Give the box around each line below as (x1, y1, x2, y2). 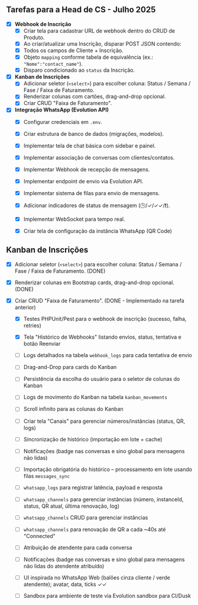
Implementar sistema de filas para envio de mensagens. (23, 189, 160, 196)
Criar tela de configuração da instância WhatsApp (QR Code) (23, 228, 173, 234)
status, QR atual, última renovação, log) (23, 502, 120, 510)
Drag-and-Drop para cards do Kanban (23, 364, 117, 371)
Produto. (23, 34, 45, 41)
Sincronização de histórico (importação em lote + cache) (23, 435, 163, 442)
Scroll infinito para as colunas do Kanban (23, 406, 124, 413)
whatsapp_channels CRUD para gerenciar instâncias (23, 514, 148, 521)
